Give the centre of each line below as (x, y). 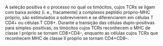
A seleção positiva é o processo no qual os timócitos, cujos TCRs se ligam (80, 7)
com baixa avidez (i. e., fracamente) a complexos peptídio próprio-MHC (78, 12)
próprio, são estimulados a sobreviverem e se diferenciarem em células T (79, 17)
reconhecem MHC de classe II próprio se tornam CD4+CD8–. (67, 38)
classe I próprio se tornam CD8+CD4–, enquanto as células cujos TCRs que (81, 33)
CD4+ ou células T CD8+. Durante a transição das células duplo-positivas (80, 23)
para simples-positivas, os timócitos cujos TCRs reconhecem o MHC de (78, 28)
